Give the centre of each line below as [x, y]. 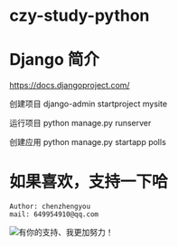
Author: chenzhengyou [50, 207]
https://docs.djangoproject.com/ [70, 86]
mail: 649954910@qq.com [54, 214]
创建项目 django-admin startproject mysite [89, 104]
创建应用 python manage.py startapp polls [88, 142]
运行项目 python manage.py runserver [80, 123]
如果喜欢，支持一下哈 [89, 182]
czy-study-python [80, 16]
